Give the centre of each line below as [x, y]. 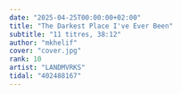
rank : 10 [25, 59]
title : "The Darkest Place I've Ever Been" [91, 26]
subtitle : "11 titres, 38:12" [66, 34]
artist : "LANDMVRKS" [48, 68]
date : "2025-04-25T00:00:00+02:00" [75, 17]
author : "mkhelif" [43, 43]
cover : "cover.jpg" [45, 51]
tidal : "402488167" [45, 76]
